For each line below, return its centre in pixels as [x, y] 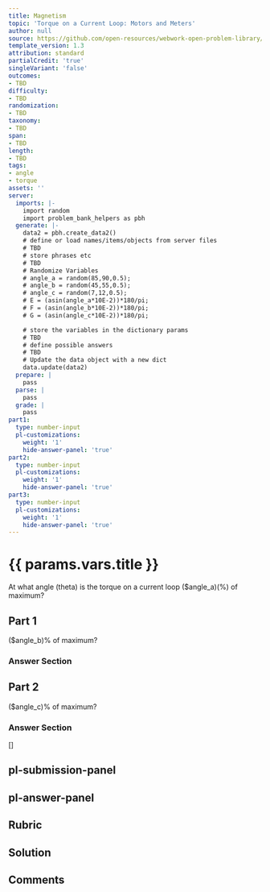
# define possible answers [68, 345]
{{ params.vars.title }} [84, 564]
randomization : [34, 106]
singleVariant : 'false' [48, 68]
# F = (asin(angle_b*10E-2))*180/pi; [86, 308]
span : [17, 135]
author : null [30, 31]
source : [21, 38]
